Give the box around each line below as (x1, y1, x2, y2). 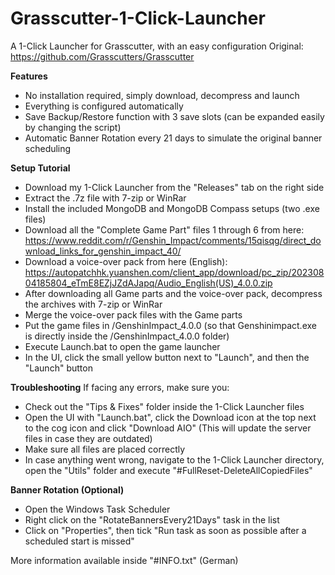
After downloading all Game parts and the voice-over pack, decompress (24, 287, 323, 299)
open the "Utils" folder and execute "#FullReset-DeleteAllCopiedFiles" (24, 464, 313, 476)
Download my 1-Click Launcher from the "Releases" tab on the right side (24, 181, 325, 193)
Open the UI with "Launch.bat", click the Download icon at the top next (24, 411, 317, 423)
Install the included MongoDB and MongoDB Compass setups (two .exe (24, 202, 320, 214)
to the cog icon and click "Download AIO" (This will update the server (24, 422, 312, 434)
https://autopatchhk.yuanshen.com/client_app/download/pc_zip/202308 (24, 266, 325, 278)
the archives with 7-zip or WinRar (24, 298, 163, 310)
